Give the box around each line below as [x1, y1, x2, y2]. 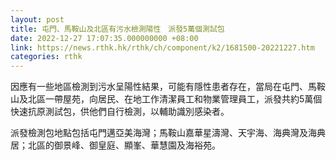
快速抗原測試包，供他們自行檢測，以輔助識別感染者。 [10, 106, 230, 118]
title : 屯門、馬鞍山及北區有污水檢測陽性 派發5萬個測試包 [10, 24, 225, 34]
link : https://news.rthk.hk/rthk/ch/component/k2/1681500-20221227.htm [10, 42, 315, 53]
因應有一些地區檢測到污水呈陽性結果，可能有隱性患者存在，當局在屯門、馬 [10, 81, 317, 93]
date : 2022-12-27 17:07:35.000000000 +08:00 [10, 33, 199, 43]
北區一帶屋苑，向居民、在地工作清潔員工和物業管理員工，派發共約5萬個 [27, 93, 323, 105]
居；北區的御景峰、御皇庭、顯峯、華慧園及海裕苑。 [10, 139, 221, 151]
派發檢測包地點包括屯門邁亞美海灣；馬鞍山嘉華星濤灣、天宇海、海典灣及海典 [10, 127, 326, 139]
